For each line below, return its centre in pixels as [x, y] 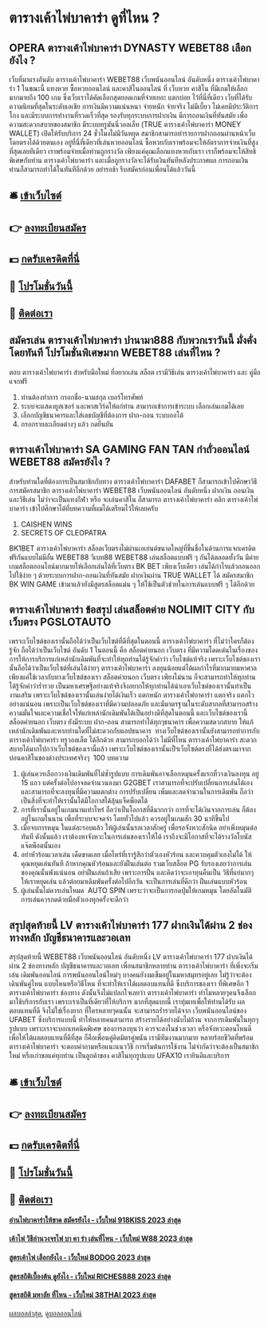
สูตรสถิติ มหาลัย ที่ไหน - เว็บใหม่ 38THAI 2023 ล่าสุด [83, 1295]
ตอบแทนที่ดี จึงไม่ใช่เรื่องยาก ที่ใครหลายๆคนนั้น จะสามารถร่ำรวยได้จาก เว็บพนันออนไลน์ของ [128, 1011]
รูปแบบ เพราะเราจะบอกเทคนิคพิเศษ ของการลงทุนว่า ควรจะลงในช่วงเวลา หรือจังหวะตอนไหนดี [130, 1029]
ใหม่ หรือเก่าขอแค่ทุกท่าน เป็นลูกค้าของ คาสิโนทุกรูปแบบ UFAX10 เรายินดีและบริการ [120, 1056]
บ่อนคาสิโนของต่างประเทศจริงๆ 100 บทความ [69, 758]
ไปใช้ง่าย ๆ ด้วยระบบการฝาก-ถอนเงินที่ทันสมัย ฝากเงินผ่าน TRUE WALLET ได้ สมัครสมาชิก [131, 575]
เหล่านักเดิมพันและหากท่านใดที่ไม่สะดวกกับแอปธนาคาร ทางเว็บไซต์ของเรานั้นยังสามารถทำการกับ [134, 731]
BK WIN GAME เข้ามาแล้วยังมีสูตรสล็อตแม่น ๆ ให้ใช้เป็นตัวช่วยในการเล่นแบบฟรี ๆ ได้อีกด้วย [132, 584]
